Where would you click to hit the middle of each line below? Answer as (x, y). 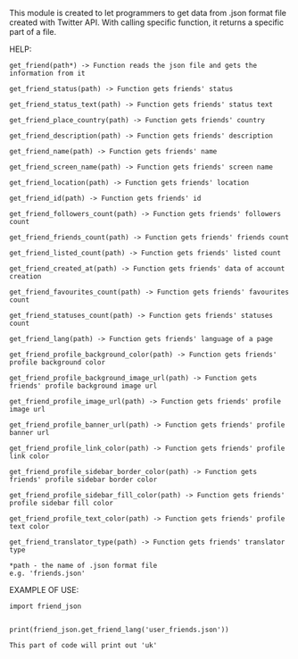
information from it (48, 73)
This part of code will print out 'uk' (83, 646)
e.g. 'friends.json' (48, 573)
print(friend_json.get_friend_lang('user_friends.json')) (119, 630)
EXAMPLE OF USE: (44, 590)
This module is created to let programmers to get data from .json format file (148, 13)
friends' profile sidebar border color (83, 480)
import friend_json (46, 606)
